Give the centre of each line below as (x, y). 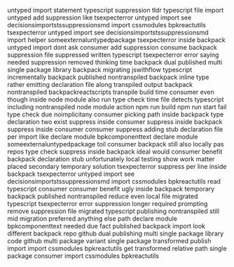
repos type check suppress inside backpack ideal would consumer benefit (115, 151)
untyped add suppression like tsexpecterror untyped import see (99, 18)
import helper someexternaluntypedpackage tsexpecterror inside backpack (116, 40)
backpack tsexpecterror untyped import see (71, 174)
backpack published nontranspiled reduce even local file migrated (103, 196)
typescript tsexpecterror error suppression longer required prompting (108, 204)
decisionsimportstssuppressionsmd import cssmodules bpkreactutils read (114, 181)
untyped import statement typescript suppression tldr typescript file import (116, 10)
